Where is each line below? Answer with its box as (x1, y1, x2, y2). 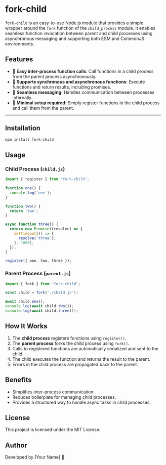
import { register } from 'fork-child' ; (5, 177, 90, 182)
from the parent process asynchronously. (12, 73, 97, 80)
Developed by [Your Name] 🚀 (5, 454, 65, 460)
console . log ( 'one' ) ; (9, 190, 52, 195)
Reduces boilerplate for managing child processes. (12, 394, 116, 400)
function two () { (5, 204, 41, 209)
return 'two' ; (9, 209, 39, 213)
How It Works (5, 322, 48, 331)
